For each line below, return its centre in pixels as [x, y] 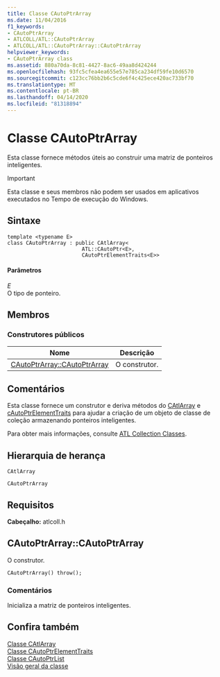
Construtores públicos [46, 335]
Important [21, 178]
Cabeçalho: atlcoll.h [36, 522]
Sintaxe [24, 221]
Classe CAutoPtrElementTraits [50, 651]
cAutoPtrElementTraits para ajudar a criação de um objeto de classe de [109, 413]
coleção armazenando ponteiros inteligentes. [72, 420]
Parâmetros [24, 271]
